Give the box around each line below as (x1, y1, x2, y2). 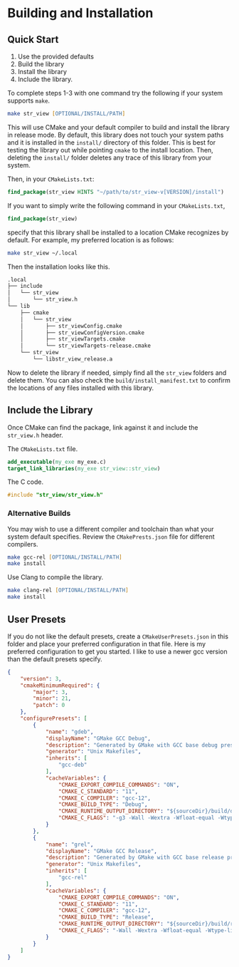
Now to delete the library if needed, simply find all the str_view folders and (7, 368, 227, 377)
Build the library (17, 60, 65, 68)
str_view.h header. (7, 430, 64, 439)
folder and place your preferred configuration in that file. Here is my (7, 639, 206, 648)
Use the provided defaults (17, 52, 95, 61)
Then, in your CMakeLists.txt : (7, 175, 95, 183)
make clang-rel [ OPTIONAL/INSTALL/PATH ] (7, 586, 129, 594)
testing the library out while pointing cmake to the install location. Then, (7, 145, 213, 154)
